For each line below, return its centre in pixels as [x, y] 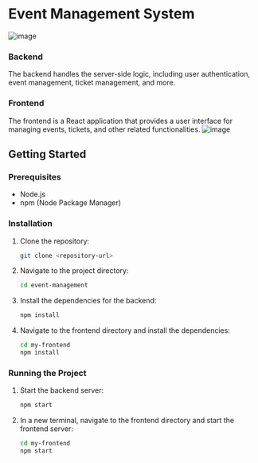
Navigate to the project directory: [74, 271]
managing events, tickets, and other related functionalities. [104, 129]
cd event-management [54, 285]
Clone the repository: [55, 241]
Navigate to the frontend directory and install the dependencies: [125, 330]
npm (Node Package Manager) [70, 203]
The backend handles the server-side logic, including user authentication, [129, 74]
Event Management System [102, 14]
